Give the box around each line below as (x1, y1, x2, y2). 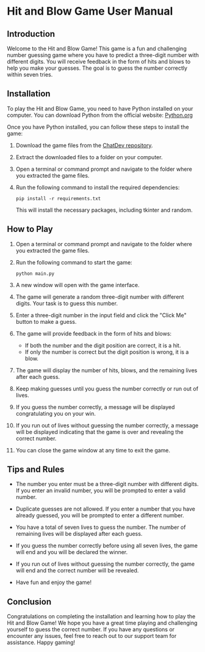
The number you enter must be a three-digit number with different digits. (15, 481, 199, 488)
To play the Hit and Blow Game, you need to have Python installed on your (7, 105, 193, 112)
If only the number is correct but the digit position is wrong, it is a (24, 348, 189, 356)
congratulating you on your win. (15, 410, 96, 417)
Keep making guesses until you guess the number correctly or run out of (15, 384, 199, 392)
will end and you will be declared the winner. (15, 549, 128, 556)
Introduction (7, 29, 56, 39)
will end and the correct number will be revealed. (15, 567, 139, 574)
